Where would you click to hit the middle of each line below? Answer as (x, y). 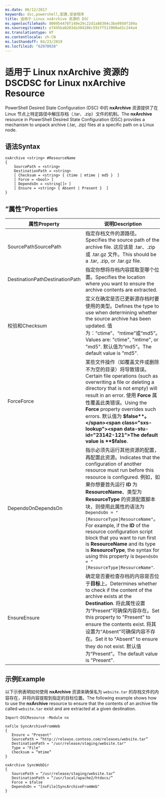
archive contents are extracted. (121, 290)
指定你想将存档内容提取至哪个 (120, 270)
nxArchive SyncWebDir (27, 765)
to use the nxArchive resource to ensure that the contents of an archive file (82, 703)
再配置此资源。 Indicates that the (123, 457)
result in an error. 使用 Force (118, 395)
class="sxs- (137, 423)
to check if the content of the (119, 590)
